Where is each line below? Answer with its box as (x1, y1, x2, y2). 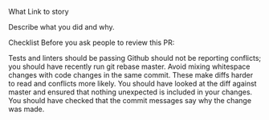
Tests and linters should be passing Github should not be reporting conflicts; (8, 54, 262, 62)
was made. (8, 104, 45, 114)
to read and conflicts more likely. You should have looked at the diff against (8, 79, 257, 88)
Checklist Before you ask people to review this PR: (8, 38, 175, 47)
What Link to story (8, 7, 70, 16)
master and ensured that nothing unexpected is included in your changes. (8, 87, 253, 97)
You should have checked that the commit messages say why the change (8, 96, 251, 105)
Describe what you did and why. (8, 22, 115, 31)
